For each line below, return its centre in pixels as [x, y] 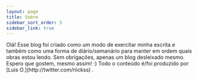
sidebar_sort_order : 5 [34, 22]
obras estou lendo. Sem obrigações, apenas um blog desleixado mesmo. [95, 57]
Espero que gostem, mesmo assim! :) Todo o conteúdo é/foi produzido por [98, 64]
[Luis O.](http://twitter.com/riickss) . [50, 70]
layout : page [22, 11]
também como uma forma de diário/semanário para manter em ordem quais [99, 51]
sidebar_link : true [30, 28]
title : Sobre [22, 17]
